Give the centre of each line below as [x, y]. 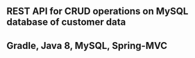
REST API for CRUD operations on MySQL [97, 11]
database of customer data [66, 22]
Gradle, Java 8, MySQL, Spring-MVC [87, 45]
